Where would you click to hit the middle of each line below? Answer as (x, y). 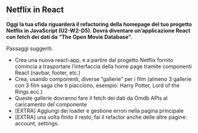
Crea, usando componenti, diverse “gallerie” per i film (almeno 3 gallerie (103, 79)
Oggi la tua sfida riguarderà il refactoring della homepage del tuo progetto (99, 24)
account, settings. (37, 123)
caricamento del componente (51, 104)
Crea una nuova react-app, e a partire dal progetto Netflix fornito (94, 60)
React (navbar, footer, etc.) (48, 72)
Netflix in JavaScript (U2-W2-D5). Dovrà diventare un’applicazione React (98, 30)
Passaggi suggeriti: (30, 48)
